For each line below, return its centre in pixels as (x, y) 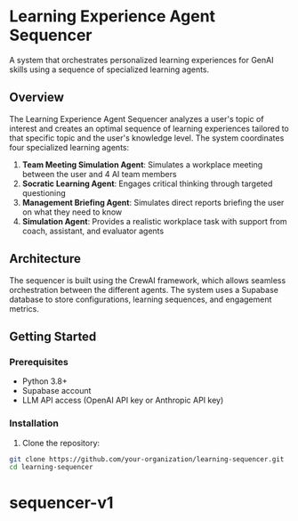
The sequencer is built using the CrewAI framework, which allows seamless (148, 280)
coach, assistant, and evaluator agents (93, 231)
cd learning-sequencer (51, 468)
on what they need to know (72, 212)
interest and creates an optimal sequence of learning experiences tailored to (149, 128)
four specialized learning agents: (69, 147)
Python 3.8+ (45, 381)
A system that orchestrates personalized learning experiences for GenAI (141, 60)
